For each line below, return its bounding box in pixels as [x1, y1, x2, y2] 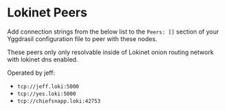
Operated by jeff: [7, 69, 56, 77]
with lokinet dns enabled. [7, 55, 78, 63]
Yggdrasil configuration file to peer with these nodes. [7, 34, 158, 42]
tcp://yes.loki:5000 [16, 90, 76, 97]
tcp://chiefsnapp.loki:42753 [16, 97, 101, 104]
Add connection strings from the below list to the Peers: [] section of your [7, 27, 219, 36]
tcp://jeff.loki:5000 [16, 83, 79, 90]
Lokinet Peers [7, 5, 88, 21]
